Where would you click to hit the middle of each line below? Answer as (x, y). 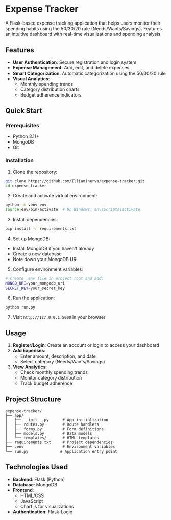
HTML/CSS (32, 495)
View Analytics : (30, 367)
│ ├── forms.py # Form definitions (54, 429)
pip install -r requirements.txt (41, 229)
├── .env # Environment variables (60, 447)
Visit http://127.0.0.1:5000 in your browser (59, 317)
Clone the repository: (35, 172)
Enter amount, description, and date (58, 356)
